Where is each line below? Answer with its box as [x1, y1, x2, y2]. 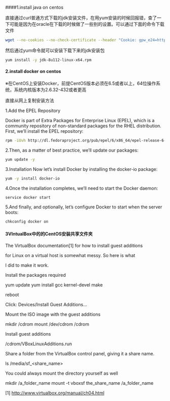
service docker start [5, 195, 51, 200]
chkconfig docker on [5, 219, 49, 225]
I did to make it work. [5, 262, 49, 268]
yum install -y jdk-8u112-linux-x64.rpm [5, 57, 92, 62]
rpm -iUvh [5, 138, 26, 143]
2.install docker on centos [5, 68, 62, 75]
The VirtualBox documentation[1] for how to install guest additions [5, 242, 143, 248]
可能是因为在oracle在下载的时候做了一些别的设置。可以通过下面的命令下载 [9, 21, 165, 27]
